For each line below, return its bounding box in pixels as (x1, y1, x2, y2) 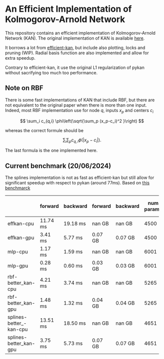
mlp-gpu (7, 263, 28, 269)
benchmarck (5, 185, 31, 191)
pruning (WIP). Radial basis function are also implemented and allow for (5, 50, 149, 56)
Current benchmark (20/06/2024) (5, 161, 111, 170)
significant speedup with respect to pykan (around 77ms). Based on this (5, 180, 150, 186)
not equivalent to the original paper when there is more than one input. (5, 102, 147, 108)
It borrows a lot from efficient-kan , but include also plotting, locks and (5, 45, 145, 50)
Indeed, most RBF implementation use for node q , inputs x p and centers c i (5, 107, 154, 114)
